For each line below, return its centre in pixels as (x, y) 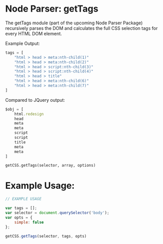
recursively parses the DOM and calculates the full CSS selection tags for (82, 28)
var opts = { (19, 218)
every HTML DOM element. (34, 33)
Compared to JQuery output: (35, 100)
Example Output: (23, 43)
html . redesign (29, 114)
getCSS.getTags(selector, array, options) (50, 166)
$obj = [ (14, 109)
